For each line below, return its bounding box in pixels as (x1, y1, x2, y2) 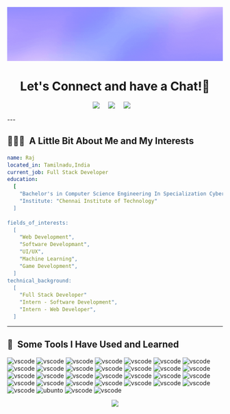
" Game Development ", (19, 263, 78, 269)
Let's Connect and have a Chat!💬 (20, 79, 210, 95)
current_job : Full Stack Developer (7, 169, 109, 175)
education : (7, 176, 38, 183)
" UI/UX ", (19, 248, 44, 256)
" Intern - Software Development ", (19, 299, 118, 306)
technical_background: (7, 277, 72, 284)
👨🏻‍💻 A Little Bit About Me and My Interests (7, 135, 194, 147)
